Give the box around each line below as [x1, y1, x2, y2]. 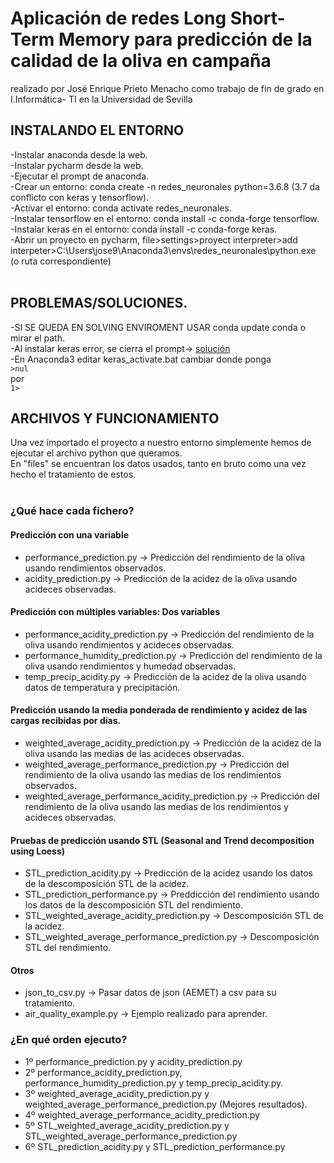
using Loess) [10, 845, 66, 857]
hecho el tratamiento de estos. [10, 468, 137, 481]
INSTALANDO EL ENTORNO [10, 122, 185, 139]
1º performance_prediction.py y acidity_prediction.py [24, 1055, 243, 1067]
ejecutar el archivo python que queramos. [10, 447, 183, 459]
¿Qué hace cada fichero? [10, 504, 135, 518]
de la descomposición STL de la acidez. [24, 878, 190, 890]
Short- [229, 7, 286, 30]
